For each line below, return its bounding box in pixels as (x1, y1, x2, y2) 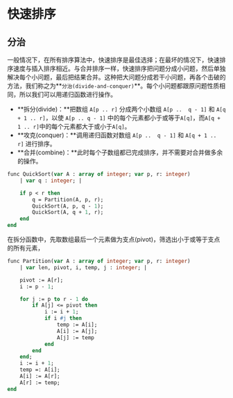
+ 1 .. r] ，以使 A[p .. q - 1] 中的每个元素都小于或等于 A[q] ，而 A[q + (17, 114, 221, 122)
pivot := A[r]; (19, 276, 64, 284)
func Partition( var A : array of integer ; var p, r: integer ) (7, 257, 191, 264)
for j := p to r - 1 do (19, 296, 89, 302)
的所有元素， (7, 244, 44, 252)
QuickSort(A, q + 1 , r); (32, 209, 104, 216)
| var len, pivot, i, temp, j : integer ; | (19, 264, 148, 271)
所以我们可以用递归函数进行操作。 (19, 91, 116, 98)
